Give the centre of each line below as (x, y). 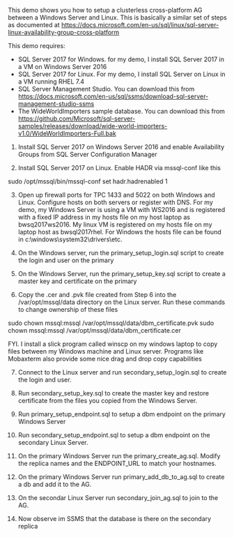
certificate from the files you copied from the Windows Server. (108, 401)
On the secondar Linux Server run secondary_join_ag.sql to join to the (118, 498)
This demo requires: (37, 46)
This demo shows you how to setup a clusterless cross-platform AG (105, 10)
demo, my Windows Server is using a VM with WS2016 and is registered (122, 210)
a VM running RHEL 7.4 (51, 82)
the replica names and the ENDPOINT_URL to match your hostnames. (117, 463)
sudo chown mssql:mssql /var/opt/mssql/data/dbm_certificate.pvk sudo (111, 323)
